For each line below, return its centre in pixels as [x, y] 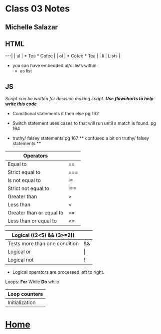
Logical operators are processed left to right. [58, 272]
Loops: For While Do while [32, 282]
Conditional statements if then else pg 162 [56, 114]
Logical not [21, 260]
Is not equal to [24, 180]
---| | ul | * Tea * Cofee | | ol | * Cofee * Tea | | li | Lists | [63, 56]
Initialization [22, 303]
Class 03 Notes [37, 9]
